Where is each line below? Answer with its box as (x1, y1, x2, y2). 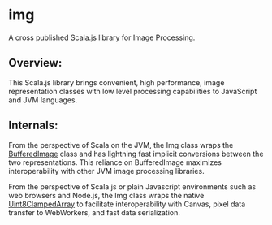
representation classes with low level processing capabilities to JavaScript (8, 86, 257, 96)
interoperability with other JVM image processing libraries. (8, 166, 205, 175)
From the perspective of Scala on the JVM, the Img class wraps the (8, 140, 234, 149)
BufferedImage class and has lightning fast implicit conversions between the (8, 149, 264, 158)
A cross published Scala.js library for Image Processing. (8, 32, 196, 42)
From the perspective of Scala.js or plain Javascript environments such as (8, 181, 257, 192)
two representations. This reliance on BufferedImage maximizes (8, 157, 222, 167)
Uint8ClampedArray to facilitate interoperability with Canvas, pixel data (8, 199, 246, 209)
